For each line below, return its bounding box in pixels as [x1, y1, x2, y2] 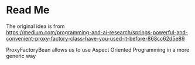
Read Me [6, 3, 50, 17]
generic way [6, 52, 36, 59]
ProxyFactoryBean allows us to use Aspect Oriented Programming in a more [6, 46, 190, 53]
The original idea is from [6, 23, 65, 30]
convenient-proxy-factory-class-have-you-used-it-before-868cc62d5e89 [6, 35, 185, 42]
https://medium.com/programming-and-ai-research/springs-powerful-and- [6, 28, 189, 35]
